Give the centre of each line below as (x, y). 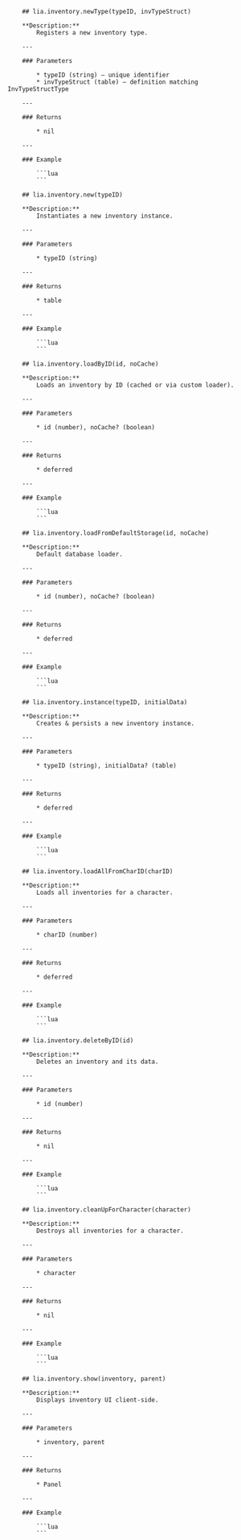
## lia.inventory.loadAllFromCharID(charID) (98, 871)
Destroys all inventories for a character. (110, 1231)
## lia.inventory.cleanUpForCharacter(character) (107, 1210)
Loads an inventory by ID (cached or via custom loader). (135, 385)
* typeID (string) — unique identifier (103, 75)
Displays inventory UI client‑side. (98, 1400)
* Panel (49, 1484)
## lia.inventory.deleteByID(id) (78, 1041)
